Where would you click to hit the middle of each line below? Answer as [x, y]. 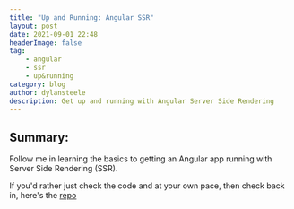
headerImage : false [46, 43]
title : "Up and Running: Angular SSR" [82, 17]
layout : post [34, 26]
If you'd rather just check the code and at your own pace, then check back [147, 186]
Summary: [39, 137]
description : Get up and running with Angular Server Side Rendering [142, 101]
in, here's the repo [43, 196]
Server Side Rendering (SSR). [64, 169]
